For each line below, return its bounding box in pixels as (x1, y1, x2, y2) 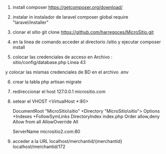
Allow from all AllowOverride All (12, 119, 79, 125)
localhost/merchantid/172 (12, 143, 66, 149)
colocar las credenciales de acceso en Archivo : (12, 54, 113, 60)
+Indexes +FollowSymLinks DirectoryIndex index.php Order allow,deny (12, 113, 160, 119)
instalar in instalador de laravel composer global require (12, 14, 129, 20)
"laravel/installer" (12, 20, 49, 25)
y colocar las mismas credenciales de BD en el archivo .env (5, 69, 129, 75)
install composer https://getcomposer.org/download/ (12, 5, 123, 10)
